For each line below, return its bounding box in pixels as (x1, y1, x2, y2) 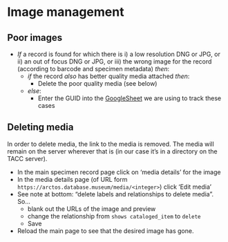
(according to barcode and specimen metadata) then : (17, 65, 170, 73)
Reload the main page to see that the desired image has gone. (17, 226, 194, 235)
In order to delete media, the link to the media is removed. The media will (7, 140, 214, 148)
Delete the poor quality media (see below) (37, 80, 158, 87)
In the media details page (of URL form (17, 175, 128, 183)
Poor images (7, 32, 63, 44)
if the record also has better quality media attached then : (27, 72, 190, 80)
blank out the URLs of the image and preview (27, 205, 156, 213)
